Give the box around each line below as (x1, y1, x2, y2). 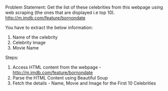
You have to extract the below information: (5, 24, 93, 30)
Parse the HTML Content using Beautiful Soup (12, 75, 108, 80)
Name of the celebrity (12, 34, 58, 40)
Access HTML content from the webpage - (12, 64, 101, 70)
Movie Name (12, 45, 39, 50)
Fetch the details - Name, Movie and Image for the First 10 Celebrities (12, 80, 156, 86)
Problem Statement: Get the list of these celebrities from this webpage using (5, 4, 163, 10)
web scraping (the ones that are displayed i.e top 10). (5, 9, 115, 15)
